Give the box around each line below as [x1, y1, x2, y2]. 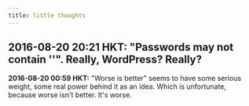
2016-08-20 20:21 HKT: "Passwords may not [8, 41, 234, 54]
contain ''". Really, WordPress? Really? [8, 53, 203, 67]
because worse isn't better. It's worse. [8, 90, 132, 100]
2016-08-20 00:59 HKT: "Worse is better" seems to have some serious [8, 74, 242, 83]
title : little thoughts [8, 11, 86, 20]
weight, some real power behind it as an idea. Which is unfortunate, [8, 82, 226, 91]
